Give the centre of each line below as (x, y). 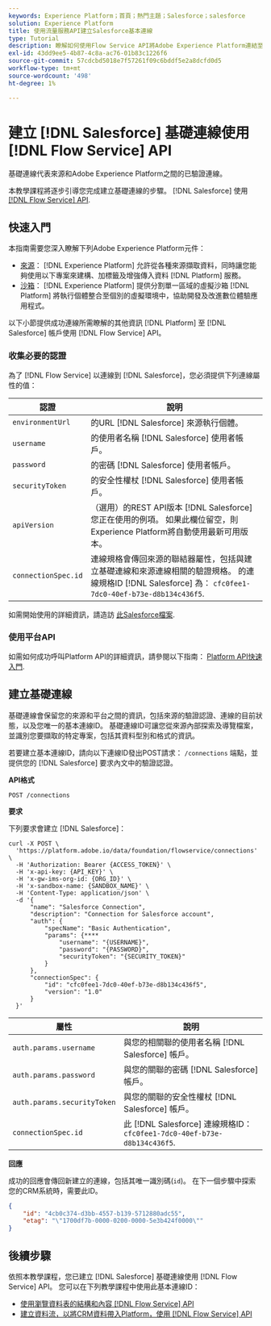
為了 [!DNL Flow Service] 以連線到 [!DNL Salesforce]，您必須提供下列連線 (131, 375)
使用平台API (32, 637)
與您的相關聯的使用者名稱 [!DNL (184, 1042)
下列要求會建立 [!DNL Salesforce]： (67, 828)
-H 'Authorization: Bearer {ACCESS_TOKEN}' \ (94, 865)
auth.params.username (54, 1048)
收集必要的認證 (38, 356)
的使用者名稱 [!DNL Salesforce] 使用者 (163, 438)
